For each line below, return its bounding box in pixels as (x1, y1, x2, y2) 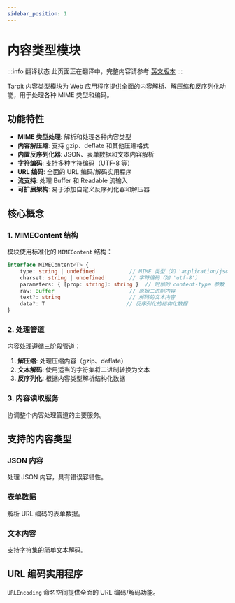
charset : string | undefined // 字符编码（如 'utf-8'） (20, 274, 201, 282)
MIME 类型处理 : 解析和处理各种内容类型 (17, 133, 131, 141)
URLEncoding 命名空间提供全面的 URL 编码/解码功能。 (7, 588, 159, 596)
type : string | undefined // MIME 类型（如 (20, 268, 176, 275)
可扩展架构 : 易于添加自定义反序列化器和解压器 (17, 185, 150, 194)
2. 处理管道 (7, 324, 45, 334)
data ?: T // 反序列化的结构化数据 (20, 300, 188, 307)
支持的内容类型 (7, 433, 72, 445)
